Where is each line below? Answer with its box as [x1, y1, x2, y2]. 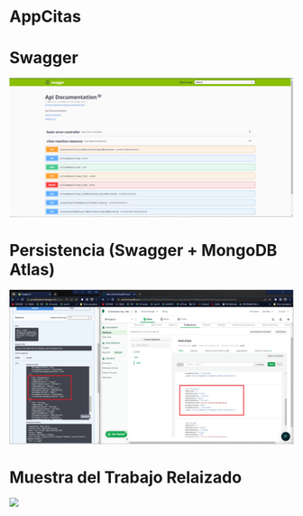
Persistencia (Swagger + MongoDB [9, 240, 278, 261]
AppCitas [9, 6, 81, 27]
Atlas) [9, 259, 56, 280]
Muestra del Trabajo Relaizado [9, 467, 242, 488]
